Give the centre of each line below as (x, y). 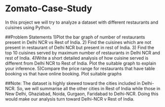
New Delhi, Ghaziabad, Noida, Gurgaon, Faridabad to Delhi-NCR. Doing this (82, 94)
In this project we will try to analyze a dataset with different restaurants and (82, 22)
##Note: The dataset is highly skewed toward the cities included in (73, 83)
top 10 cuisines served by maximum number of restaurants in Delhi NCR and (83, 53)
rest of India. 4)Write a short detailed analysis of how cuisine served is (77, 58)
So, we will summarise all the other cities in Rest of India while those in (88, 88)
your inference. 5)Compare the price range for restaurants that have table (80, 68)
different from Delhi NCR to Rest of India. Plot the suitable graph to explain (81, 63)
